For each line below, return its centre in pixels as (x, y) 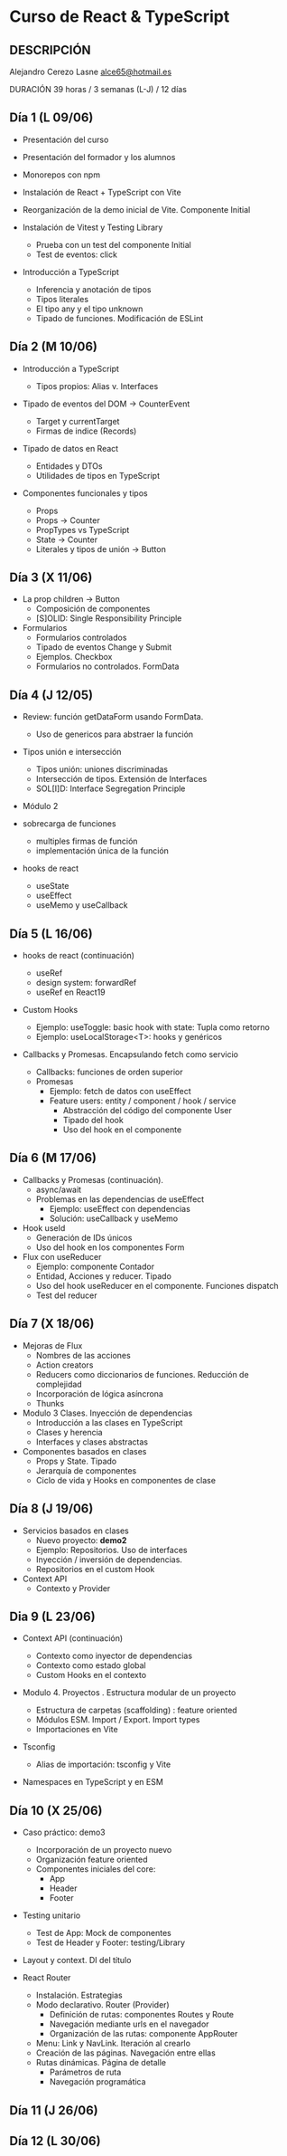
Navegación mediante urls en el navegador (129, 2024)
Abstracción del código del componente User (148, 1111)
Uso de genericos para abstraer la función (115, 734)
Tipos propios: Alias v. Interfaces (97, 386)
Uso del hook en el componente (122, 1130)
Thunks (50, 1403)
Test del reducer (66, 1295)
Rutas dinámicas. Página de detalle (101, 2063)
